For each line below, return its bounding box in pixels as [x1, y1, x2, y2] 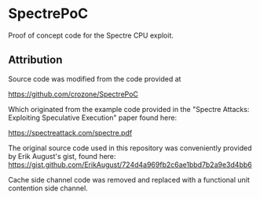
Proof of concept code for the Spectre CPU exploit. [8, 31, 174, 40]
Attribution [8, 53, 63, 67]
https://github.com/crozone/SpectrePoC [8, 89, 139, 99]
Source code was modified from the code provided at [8, 74, 181, 83]
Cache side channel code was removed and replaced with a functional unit [8, 175, 250, 184]
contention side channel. [8, 183, 88, 193]
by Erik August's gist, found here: [8, 151, 116, 161]
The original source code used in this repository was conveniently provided [8, 143, 253, 153]
